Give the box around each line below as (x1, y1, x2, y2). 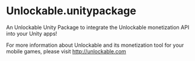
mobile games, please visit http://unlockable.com (6, 47, 126, 54)
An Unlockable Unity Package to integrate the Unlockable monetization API (6, 24, 190, 31)
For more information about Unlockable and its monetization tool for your (6, 41, 184, 49)
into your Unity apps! (6, 30, 57, 37)
